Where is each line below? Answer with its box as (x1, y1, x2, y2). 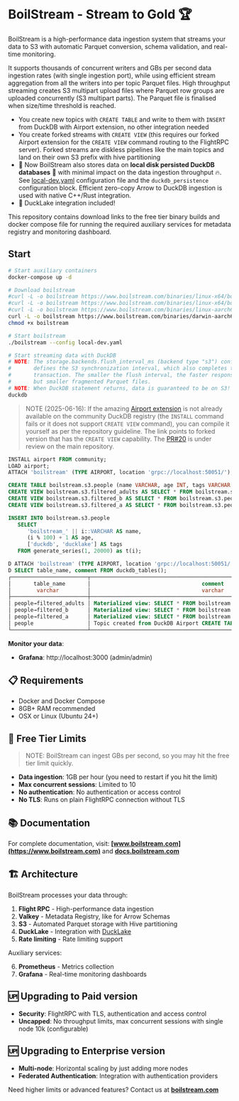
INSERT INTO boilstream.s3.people (8, 514, 111, 522)
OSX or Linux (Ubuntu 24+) (18, 712, 99, 721)
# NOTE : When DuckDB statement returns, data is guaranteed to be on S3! (8, 385, 231, 392)
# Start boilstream (8, 332, 66, 339)
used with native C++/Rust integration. (18, 190, 132, 200)
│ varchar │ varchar (8, 586, 224, 594)
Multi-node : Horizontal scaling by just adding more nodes (18, 1064, 189, 1073)
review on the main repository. (25, 442, 115, 451)
